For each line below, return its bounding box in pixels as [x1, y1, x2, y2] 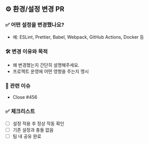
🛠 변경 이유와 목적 [5, 48, 48, 55]
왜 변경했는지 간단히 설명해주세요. [12, 62, 80, 68]
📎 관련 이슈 [5, 82, 31, 89]
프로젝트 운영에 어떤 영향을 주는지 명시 [12, 68, 89, 74]
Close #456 [12, 94, 38, 100]
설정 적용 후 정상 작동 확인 [12, 120, 65, 126]
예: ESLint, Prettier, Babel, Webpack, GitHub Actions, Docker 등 [12, 34, 144, 40]
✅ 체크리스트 [5, 108, 35, 115]
